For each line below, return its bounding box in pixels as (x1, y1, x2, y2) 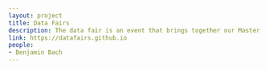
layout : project (8, 11, 63, 20)
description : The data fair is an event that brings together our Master (8, 26, 261, 34)
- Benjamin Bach (8, 48, 63, 56)
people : (8, 41, 35, 49)
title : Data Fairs (8, 19, 70, 27)
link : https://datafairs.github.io (8, 33, 128, 42)
